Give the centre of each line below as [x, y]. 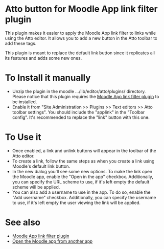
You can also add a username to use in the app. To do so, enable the [81, 192]
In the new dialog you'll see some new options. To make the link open [82, 171]
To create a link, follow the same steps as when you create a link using [83, 161]
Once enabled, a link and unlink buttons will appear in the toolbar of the [84, 151]
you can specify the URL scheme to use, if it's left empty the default [81, 181]
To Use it [23, 137]
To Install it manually [48, 78]
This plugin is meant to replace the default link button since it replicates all [80, 53]
